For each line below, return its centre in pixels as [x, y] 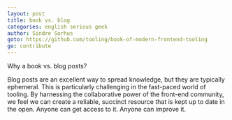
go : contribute [29, 46]
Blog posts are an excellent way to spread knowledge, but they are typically [116, 80]
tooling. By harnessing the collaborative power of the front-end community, [116, 94]
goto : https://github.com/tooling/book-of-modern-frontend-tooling [108, 40]
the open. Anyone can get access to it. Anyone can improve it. [97, 109]
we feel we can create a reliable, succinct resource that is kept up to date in [116, 102]
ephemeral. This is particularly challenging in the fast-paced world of [107, 87]
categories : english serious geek [58, 27]
